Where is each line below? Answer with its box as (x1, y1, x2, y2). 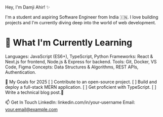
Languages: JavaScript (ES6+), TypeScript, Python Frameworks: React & (5, 53, 153, 59)
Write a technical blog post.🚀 (5, 89, 64, 95)
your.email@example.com (5, 106, 58, 112)
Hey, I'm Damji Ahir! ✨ (5, 4, 50, 10)
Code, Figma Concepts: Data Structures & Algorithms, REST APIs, (5, 64, 139, 70)
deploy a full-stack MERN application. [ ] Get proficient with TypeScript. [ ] (5, 84, 157, 90)
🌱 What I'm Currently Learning (5, 37, 132, 49)
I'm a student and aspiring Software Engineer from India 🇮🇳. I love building (5, 14, 159, 20)
